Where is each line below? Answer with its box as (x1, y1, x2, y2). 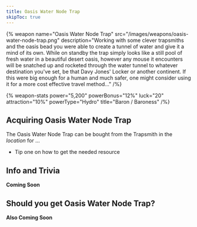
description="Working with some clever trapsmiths (61, 37, 184, 44)
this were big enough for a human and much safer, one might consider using (6, 74, 191, 81)
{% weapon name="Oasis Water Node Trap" (6, 30, 113, 37)
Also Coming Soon (6, 213, 53, 221)
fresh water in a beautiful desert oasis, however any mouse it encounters (6, 55, 183, 62)
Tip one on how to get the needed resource (14, 149, 121, 156)
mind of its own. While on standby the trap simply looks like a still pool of (6, 49, 183, 56)
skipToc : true (6, 14, 41, 20)
